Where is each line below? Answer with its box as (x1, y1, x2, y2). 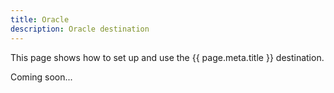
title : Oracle (10, 14, 70, 25)
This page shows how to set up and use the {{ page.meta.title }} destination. (10, 51, 325, 63)
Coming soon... (10, 71, 73, 83)
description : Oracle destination (10, 24, 150, 34)
